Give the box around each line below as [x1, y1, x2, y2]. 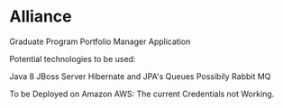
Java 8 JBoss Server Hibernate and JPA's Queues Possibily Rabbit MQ [9, 70, 271, 82]
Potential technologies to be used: [9, 53, 136, 64]
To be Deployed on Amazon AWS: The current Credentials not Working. [9, 88, 275, 99]
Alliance [9, 6, 72, 27]
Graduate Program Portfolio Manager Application [9, 36, 191, 47]
